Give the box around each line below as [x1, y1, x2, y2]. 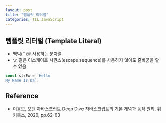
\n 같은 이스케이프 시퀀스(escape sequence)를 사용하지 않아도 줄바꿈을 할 [12, 57, 159, 63]
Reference [5, 92, 39, 100]
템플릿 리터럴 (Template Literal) [5, 36, 102, 45]
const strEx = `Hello [5, 73, 51, 78]
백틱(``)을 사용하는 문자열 [12, 51, 62, 57]
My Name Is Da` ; [5, 78, 39, 83]
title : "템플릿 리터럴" [5, 12, 49, 17]
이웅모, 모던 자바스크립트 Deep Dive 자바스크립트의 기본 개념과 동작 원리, [12, 106, 156, 112]
